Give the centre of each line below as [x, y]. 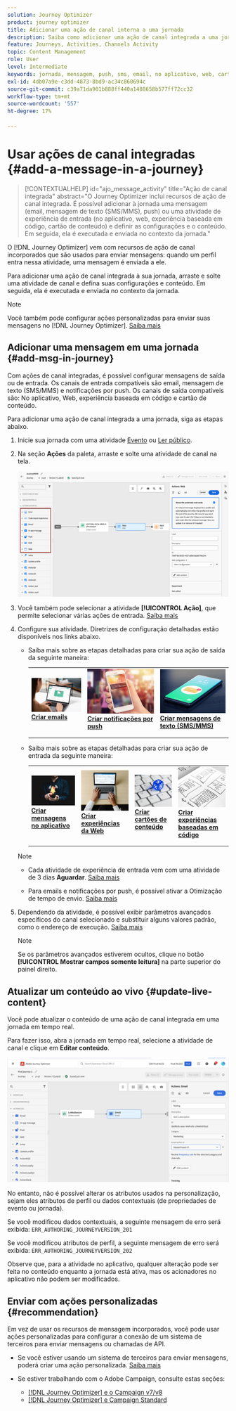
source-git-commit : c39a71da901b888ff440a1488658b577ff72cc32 [100, 89]
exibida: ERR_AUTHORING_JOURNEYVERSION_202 [70, 1251]
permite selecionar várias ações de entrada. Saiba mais [98, 616]
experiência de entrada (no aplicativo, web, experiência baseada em [123, 219]
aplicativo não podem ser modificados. [64, 1279]
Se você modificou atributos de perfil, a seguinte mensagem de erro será [113, 1243]
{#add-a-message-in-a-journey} [106, 169]
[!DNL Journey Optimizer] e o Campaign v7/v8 [95, 1393]
